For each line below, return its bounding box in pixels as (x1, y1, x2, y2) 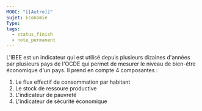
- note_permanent (12, 37, 56, 43)
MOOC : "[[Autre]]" (6, 8, 53, 15)
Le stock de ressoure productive (15, 85, 97, 92)
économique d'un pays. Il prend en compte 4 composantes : (6, 67, 158, 73)
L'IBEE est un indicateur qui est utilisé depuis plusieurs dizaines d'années (6, 54, 190, 61)
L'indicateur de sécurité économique (15, 98, 108, 105)
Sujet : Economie (6, 15, 48, 21)
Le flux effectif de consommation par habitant (15, 78, 131, 86)
